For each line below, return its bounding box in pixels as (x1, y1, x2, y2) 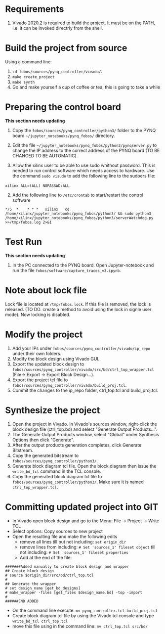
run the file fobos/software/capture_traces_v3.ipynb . (12, 267, 121, 273)
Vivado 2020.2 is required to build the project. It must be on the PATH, (12, 20, 156, 26)
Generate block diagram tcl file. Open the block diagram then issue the (12, 463, 157, 469)
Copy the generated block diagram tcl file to (12, 473, 102, 479)
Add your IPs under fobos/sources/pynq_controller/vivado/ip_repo (12, 345, 151, 351)
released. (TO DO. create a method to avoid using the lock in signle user (5, 306, 152, 312)
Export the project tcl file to (12, 377, 68, 383)
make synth (12, 80, 35, 85)
